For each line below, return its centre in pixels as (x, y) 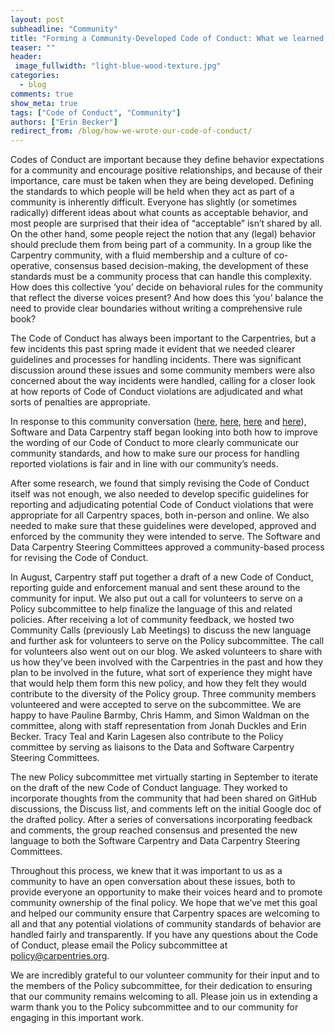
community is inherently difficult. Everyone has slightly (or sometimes (154, 202)
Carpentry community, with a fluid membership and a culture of (141, 255)
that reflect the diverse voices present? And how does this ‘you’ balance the (167, 298)
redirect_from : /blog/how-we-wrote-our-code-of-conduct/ (131, 131)
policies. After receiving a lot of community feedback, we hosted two (152, 620)
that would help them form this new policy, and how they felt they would (158, 683)
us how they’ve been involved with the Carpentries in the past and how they (167, 662)
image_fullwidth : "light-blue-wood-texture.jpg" (118, 66)
